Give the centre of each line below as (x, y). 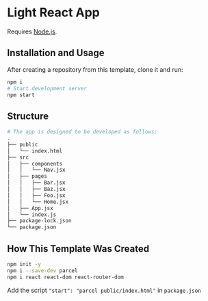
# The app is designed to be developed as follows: (82, 132)
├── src (18, 157)
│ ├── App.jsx (30, 208)
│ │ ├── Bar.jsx (37, 183)
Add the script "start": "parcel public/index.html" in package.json (104, 290)
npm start (21, 95)
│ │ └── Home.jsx (38, 202)
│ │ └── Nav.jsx (37, 170)
